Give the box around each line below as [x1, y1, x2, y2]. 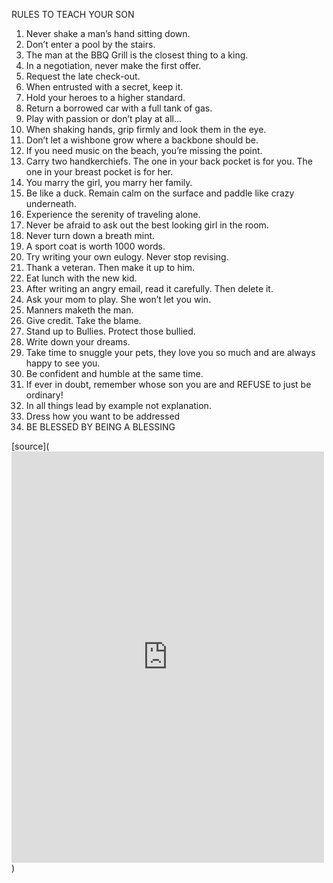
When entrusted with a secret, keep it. [25, 81, 184, 93]
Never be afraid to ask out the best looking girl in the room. [25, 219, 269, 231]
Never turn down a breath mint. [25, 230, 156, 241]
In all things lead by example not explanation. [25, 400, 212, 411]
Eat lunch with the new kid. [25, 272, 138, 284]
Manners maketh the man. [25, 304, 134, 316]
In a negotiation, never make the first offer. [25, 60, 202, 71]
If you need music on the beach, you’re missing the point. [25, 145, 263, 156]
